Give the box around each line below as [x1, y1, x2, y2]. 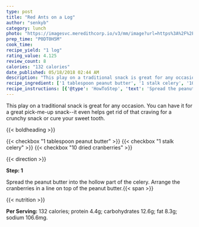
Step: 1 [6, 167, 24, 174]
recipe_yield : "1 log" [6, 47, 62, 53]
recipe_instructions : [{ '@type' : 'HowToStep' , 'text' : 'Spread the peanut [6, 86, 195, 92]
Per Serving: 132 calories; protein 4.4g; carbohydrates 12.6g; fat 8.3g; [6, 207, 178, 215]
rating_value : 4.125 [6, 53, 57, 59]
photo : [6, 31, 23, 37]
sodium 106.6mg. [6, 214, 49, 221]
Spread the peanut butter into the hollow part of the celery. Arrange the [6, 178, 181, 186]
